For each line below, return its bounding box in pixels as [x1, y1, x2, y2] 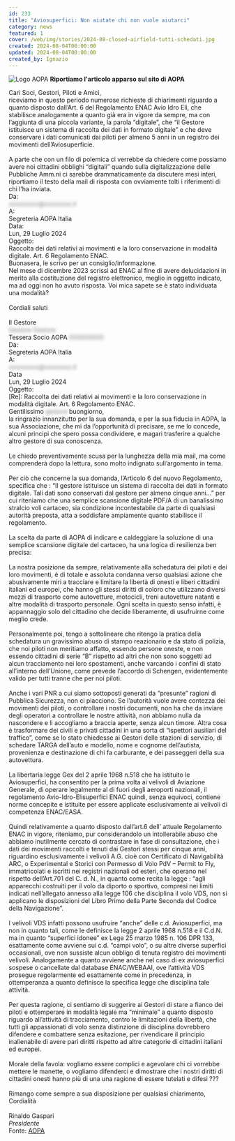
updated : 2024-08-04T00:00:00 [8, 50, 97, 57]
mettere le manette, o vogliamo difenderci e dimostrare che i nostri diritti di [8, 1067, 223, 1075]
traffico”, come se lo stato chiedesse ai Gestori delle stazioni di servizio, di [8, 733, 222, 742]
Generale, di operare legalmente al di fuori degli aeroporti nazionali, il [8, 785, 207, 793]
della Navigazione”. [8, 904, 64, 912]
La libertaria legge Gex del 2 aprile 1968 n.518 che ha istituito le [8, 770, 190, 779]
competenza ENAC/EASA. [8, 807, 83, 816]
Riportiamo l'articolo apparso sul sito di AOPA [50, 75, 185, 83]
